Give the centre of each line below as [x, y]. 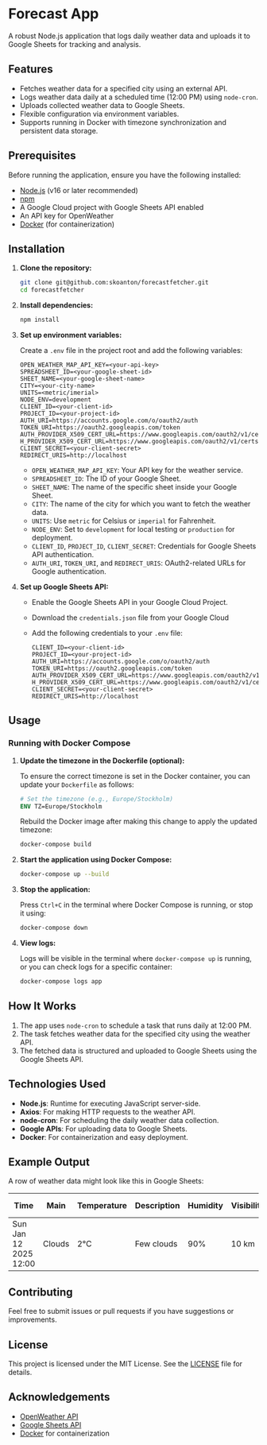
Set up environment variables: [71, 335]
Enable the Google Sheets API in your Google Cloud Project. [130, 602]
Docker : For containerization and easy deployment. [104, 1137]
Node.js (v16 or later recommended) [79, 190]
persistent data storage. [59, 130]
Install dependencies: [56, 305]
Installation [37, 248]
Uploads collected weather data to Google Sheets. [102, 105]
